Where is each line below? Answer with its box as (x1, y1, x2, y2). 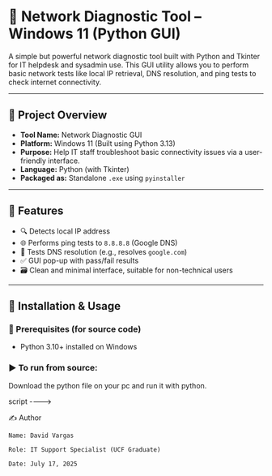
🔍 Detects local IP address (19, 226, 111, 236)
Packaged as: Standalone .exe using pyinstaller (19, 173, 185, 182)
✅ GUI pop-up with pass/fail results (19, 255, 139, 265)
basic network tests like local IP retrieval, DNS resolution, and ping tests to (8, 68, 257, 78)
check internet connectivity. (8, 77, 102, 87)
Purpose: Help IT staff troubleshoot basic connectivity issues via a (19, 147, 243, 157)
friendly (19, 156, 47, 165)
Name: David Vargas (8, 431, 74, 440)
